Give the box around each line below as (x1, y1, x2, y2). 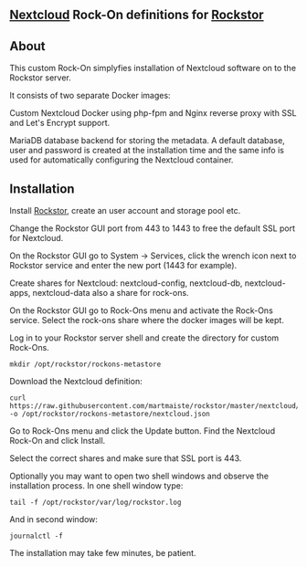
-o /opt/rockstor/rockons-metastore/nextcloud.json (9, 410, 210, 419)
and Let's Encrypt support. (9, 118, 111, 129)
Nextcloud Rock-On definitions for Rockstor (9, 7, 264, 23)
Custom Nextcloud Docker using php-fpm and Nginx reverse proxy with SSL (9, 108, 297, 119)
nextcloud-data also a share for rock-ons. (32, 288, 189, 299)
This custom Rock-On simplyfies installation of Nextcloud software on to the (9, 63, 297, 74)
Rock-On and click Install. (9, 436, 106, 446)
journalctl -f (9, 531, 64, 541)
